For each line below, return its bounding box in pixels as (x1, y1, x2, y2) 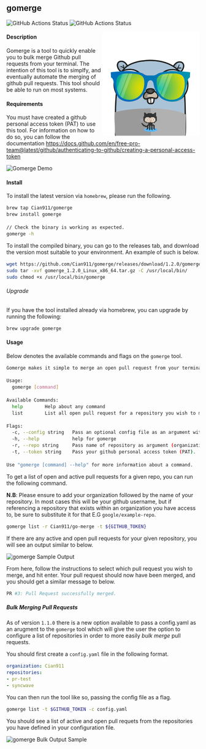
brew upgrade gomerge (6, 325, 62, 332)
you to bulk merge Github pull (6, 53, 82, 61)
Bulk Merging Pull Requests (6, 604, 78, 611)
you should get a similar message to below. (6, 577, 115, 585)
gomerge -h (6, 230, 34, 237)
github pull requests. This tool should (6, 80, 100, 87)
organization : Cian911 (6, 663, 64, 669)
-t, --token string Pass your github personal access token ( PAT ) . (12, 449, 196, 455)
